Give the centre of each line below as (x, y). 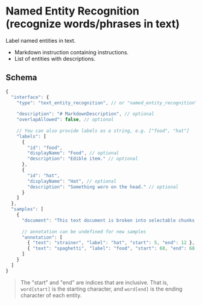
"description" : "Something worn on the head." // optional (103, 187)
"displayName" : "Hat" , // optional (72, 181)
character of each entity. (51, 295)
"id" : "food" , (45, 148)
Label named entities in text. (41, 40)
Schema (21, 77)
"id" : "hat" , (44, 175)
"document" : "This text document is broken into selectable (99, 220)
